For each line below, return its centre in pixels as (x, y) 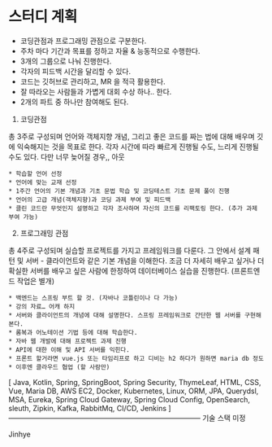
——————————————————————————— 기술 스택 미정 (127, 418)
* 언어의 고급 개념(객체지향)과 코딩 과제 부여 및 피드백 (90, 199)
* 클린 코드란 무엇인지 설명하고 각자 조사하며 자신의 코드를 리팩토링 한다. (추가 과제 (133, 208)
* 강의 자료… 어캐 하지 (42, 306)
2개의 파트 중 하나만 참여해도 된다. (74, 102)
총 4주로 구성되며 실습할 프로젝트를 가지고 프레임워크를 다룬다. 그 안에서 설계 (130, 250)
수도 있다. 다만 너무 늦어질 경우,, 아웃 (67, 156)
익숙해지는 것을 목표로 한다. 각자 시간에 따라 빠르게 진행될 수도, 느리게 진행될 (138, 147)
